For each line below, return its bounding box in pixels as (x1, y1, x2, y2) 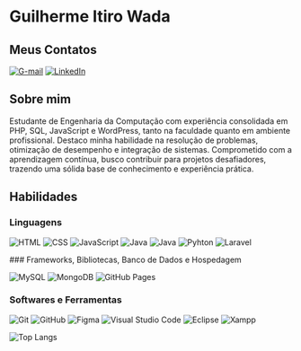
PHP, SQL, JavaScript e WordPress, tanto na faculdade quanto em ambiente (9, 125, 291, 136)
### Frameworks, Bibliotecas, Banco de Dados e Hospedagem (9, 254, 243, 265)
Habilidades (9, 189, 78, 205)
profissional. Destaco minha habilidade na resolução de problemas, (9, 135, 259, 145)
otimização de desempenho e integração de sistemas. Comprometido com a (9, 144, 292, 154)
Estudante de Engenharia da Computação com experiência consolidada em (9, 115, 288, 127)
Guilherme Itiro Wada (9, 6, 171, 27)
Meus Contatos (9, 42, 97, 57)
